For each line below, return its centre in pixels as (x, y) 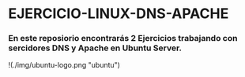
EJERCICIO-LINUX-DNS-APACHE (119, 14)
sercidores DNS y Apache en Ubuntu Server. (95, 48)
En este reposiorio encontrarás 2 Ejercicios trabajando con (123, 38)
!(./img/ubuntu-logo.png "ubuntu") (64, 65)
